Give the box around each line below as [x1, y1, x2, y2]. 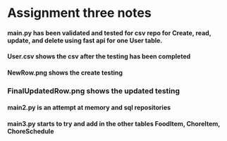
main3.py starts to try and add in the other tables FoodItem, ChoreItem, [7, 120, 221, 128]
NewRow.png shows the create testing [7, 68, 123, 77]
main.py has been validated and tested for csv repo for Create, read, [7, 28, 211, 37]
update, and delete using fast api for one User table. [7, 36, 163, 44]
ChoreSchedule [7, 127, 54, 135]
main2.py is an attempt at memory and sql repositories [7, 104, 171, 112]
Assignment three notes [7, 5, 152, 21]
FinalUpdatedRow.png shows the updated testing [7, 86, 180, 96]
